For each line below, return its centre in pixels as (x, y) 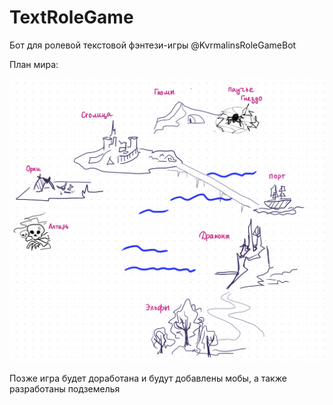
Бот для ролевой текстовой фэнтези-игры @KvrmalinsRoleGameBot (153, 45)
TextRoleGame (71, 17)
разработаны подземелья (65, 388)
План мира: (34, 64)
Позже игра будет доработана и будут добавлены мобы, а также (148, 378)
